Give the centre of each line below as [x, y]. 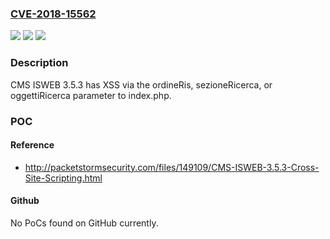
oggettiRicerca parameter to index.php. [91, 95]
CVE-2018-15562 [53, 14]
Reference [32, 145]
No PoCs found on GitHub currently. [84, 223]
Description [39, 63]
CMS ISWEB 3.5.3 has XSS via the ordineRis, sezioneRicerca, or [141, 84]
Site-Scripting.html [63, 178]
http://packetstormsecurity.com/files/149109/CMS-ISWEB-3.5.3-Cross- [172, 167]
